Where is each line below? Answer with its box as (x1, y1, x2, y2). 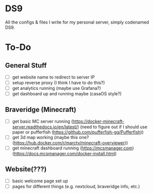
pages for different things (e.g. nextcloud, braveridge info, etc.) (12, 184, 140, 190)
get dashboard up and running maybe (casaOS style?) (12, 91, 122, 97)
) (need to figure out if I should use (77, 124, 148, 130)
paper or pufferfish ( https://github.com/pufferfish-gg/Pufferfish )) (12, 129, 144, 135)
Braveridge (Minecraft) (5, 105, 77, 113)
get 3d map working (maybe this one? (12, 135, 89, 140)
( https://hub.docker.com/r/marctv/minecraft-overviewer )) (12, 140, 128, 146)
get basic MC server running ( (12, 118, 73, 124)
